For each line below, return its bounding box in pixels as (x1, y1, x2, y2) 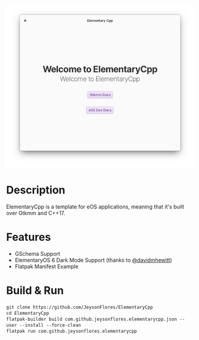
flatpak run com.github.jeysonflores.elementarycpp (6, 328, 137, 334)
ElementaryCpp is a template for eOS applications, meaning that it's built (6, 203, 185, 210)
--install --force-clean (19, 322, 82, 328)
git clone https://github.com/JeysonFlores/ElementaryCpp (6, 304, 153, 310)
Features (6, 230, 51, 244)
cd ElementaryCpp (6, 310, 49, 316)
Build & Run (6, 283, 64, 297)
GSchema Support (14, 250, 61, 257)
